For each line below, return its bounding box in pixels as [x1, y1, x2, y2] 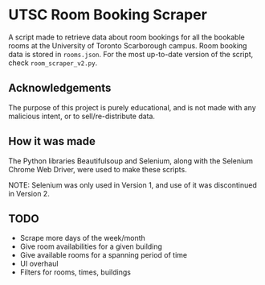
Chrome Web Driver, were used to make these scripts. [8, 164, 187, 174]
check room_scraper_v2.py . [8, 58, 98, 68]
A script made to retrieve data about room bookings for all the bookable [8, 32, 245, 42]
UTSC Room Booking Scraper [8, 6, 207, 24]
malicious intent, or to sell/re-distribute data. [8, 111, 155, 121]
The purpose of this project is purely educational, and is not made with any [8, 102, 257, 112]
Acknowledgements [8, 81, 112, 95]
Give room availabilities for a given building [19, 242, 163, 251]
